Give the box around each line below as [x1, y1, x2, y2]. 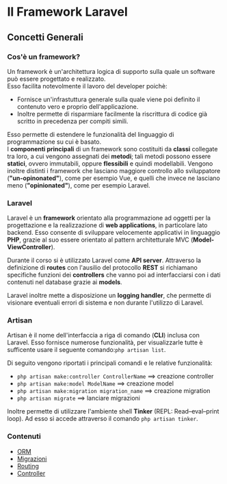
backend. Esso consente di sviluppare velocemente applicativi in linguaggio [7, 229, 221, 237]
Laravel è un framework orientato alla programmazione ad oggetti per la [7, 214, 211, 222]
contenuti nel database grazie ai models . [7, 278, 122, 286]
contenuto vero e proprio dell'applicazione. [16, 102, 139, 110]
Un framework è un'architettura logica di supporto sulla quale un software [7, 67, 215, 75]
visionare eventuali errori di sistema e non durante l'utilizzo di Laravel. [7, 298, 204, 307]
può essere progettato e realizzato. [7, 75, 106, 83]
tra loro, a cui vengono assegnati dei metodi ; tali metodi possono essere [7, 152, 211, 160]
